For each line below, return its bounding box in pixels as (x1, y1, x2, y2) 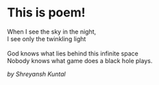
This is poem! (7, 5, 86, 21)
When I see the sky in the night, (7, 27, 97, 36)
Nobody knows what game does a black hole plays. (7, 56, 153, 64)
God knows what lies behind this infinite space (7, 49, 138, 58)
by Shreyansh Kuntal (7, 70, 66, 78)
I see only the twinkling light (7, 34, 86, 42)
